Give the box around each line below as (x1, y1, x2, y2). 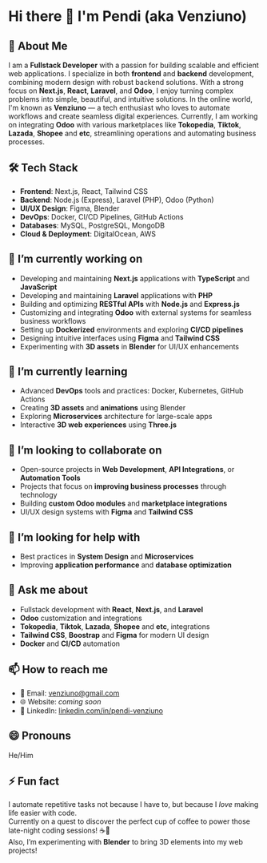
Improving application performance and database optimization (19, 560, 232, 570)
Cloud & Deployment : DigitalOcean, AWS (19, 228, 156, 239)
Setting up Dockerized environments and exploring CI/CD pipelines (19, 325, 244, 334)
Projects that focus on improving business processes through (19, 482, 227, 491)
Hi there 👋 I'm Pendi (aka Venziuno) (8, 7, 248, 26)
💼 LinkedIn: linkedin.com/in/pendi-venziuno (19, 705, 164, 716)
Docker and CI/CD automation (19, 639, 121, 648)
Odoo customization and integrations (19, 613, 142, 623)
